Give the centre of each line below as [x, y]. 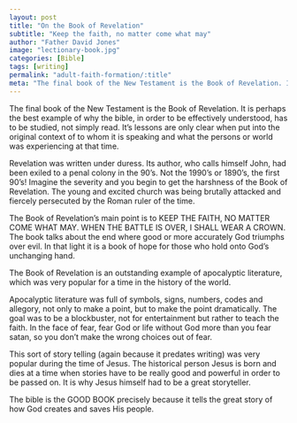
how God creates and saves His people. [82, 409]
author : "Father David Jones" [65, 42]
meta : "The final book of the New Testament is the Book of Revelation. [146, 83]
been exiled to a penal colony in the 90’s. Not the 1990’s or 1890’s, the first [145, 173]
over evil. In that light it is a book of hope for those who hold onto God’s [139, 246]
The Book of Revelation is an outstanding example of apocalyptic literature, [146, 273]
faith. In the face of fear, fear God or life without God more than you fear [140, 327]
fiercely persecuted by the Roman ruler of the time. [102, 201]
